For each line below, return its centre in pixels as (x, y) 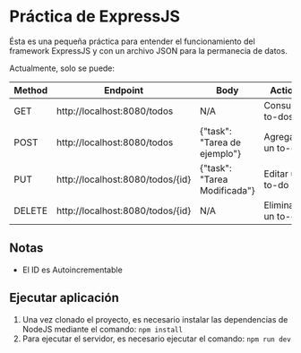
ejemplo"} (221, 153)
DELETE (30, 211)
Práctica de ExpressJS (95, 17)
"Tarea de (221, 142)
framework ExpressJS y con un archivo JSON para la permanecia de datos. (149, 50)
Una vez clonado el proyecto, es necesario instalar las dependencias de (155, 319)
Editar (276, 174)
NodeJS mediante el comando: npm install (103, 329)
